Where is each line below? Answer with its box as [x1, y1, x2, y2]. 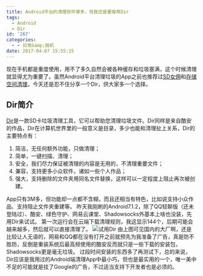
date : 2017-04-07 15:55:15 [6, 48, 74, 54]
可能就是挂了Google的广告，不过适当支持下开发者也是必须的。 [22, 263, 178, 270]
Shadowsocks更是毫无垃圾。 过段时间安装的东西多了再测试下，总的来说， [6, 248, 192, 255]
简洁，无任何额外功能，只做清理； [14, 145, 100, 152]
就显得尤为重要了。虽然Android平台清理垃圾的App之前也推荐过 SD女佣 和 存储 [6, 73, 197, 80]
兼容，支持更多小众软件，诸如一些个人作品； [14, 167, 127, 175]
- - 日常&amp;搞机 [11, 43, 54, 49]
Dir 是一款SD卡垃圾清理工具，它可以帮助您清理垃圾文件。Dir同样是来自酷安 [6, 117, 192, 124]
